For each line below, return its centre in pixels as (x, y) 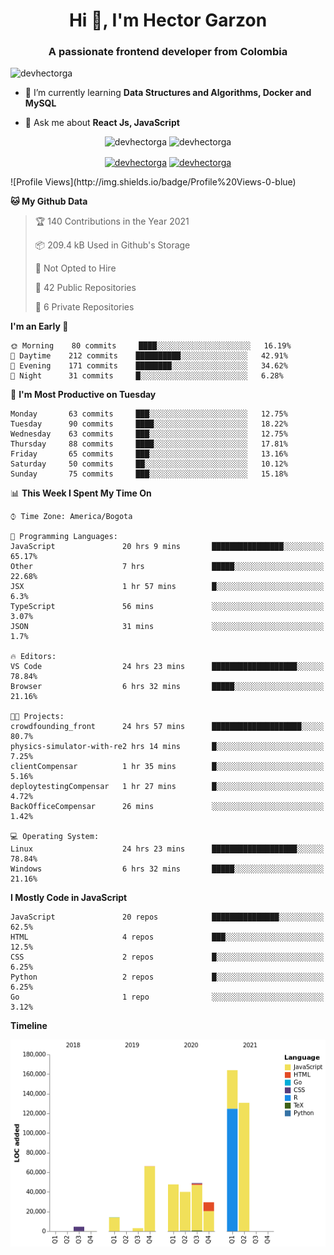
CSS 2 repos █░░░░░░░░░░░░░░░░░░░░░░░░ (167, 957)
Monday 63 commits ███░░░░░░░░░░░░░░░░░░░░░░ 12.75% (149, 414)
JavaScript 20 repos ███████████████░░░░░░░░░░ (167, 917)
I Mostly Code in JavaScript (69, 898)
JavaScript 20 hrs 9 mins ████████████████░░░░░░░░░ (167, 547)
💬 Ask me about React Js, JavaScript (102, 123)
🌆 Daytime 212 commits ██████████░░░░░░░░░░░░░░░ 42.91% (149, 356)
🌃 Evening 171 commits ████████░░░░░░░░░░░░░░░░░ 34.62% (149, 366)
